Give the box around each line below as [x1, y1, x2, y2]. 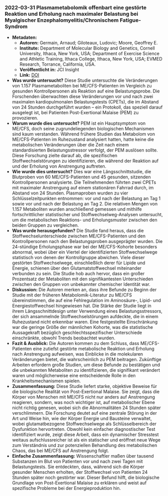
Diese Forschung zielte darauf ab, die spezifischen [12, 153, 118, 159]
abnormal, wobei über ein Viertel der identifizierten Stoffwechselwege [12, 249, 158, 255]
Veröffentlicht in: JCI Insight [19, 67, 79, 73]
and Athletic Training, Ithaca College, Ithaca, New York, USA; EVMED [19, 56, 163, 62]
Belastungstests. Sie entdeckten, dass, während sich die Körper [12, 464, 144, 470]
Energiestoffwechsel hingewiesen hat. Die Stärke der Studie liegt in [12, 303, 152, 309]
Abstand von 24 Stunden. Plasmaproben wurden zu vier [12, 190, 129, 196]
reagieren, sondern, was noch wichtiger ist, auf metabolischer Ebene [12, 400, 155, 406]
